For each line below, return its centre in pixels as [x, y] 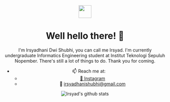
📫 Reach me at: [89, 71]
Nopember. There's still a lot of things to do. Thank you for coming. [85, 61]
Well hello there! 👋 [85, 36]
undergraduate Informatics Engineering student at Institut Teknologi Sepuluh [85, 55]
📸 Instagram [93, 78]
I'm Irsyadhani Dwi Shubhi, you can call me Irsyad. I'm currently [85, 50]
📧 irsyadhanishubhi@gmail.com [93, 84]
